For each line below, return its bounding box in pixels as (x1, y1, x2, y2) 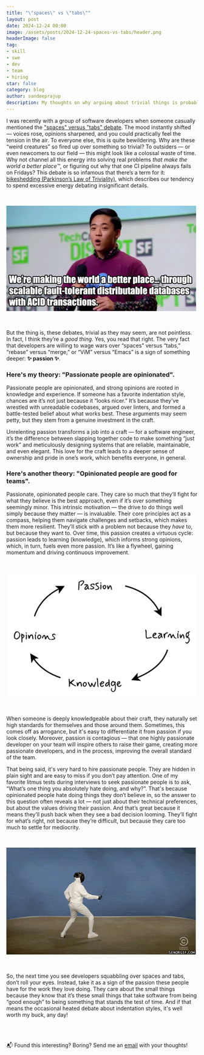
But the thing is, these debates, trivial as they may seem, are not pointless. (6, 329, 192, 336)
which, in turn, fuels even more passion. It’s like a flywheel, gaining (6, 542, 174, 550)
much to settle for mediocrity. (6, 823, 80, 830)
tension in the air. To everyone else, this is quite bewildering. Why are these (6, 136, 195, 144)
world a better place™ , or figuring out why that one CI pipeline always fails (6, 162, 191, 170)
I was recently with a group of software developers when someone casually (6, 117, 195, 124)
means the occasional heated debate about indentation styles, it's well (6, 1005, 183, 1012)
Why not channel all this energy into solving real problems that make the (6, 156, 188, 163)
